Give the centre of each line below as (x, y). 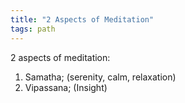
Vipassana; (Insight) (66, 87)
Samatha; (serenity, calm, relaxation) (100, 77)
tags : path (33, 29)
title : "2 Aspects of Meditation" (82, 19)
